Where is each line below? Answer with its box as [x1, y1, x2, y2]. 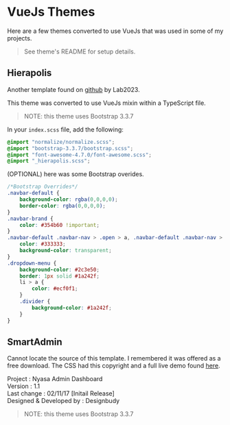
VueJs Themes [7, 4, 95, 20]
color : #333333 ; [19, 241, 67, 247]
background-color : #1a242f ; [32, 304, 112, 311]
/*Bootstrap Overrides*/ [7, 183, 78, 191]
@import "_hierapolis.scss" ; [7, 158, 91, 165]
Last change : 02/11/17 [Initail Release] [7, 389, 115, 398]
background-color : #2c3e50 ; [19, 266, 100, 273]
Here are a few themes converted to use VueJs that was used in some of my [7, 27, 224, 35]
